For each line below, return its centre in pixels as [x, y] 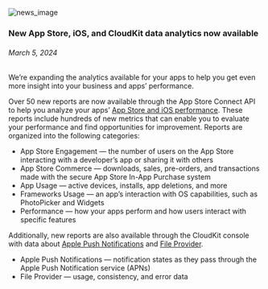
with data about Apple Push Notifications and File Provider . [106, 244]
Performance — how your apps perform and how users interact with [133, 211]
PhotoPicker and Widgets [62, 203]
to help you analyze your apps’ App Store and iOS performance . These [126, 110]
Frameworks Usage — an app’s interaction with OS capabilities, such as [139, 194]
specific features [48, 220]
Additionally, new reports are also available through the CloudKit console [129, 235]
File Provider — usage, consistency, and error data [104, 277]
